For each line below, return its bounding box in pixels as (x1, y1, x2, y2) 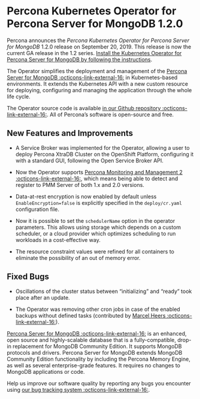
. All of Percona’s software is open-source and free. (46, 111, 174, 118)
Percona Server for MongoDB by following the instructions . (7, 56, 153, 63)
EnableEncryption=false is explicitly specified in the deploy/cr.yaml (15, 199, 182, 206)
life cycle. (7, 93, 31, 100)
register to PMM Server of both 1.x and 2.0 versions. (15, 181, 144, 188)
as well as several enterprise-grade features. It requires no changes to (7, 361, 180, 369)
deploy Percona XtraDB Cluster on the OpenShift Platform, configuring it (15, 150, 194, 158)
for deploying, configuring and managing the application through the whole (7, 86, 192, 93)
